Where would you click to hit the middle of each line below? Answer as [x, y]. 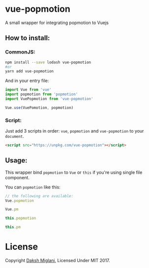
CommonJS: [20, 52]
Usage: [16, 161]
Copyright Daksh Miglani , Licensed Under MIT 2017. [58, 261]
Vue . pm [12, 210]
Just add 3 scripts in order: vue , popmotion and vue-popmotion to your [74, 131]
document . [15, 136]
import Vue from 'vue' [28, 90]
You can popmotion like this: [33, 187]
